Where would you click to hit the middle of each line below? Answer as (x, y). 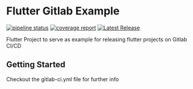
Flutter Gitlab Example (63, 11)
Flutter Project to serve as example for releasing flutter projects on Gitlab (97, 39)
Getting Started (36, 65)
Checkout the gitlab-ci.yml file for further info (63, 79)
